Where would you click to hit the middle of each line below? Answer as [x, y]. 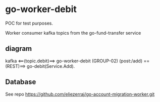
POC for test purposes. [29, 23]
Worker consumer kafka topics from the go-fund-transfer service [73, 33]
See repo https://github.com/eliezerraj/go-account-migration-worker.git [80, 94]
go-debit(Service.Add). [51, 66]
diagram [19, 49]
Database [21, 82]
